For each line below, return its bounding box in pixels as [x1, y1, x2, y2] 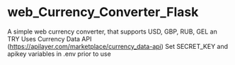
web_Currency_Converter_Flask [7, 4, 199, 20]
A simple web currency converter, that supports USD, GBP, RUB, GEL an [7, 27, 217, 36]
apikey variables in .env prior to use [7, 50, 111, 58]
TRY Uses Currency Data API [7, 34, 92, 43]
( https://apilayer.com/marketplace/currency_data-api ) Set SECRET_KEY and [7, 42, 229, 50]
